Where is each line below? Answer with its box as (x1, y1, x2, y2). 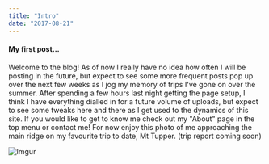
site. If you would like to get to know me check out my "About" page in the (8, 114, 255, 124)
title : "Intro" (8, 11, 60, 20)
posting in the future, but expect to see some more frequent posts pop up (8, 70, 254, 81)
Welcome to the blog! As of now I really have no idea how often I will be (8, 62, 246, 72)
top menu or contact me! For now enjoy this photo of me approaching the (8, 122, 253, 132)
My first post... (8, 44, 60, 54)
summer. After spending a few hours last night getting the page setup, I (8, 88, 246, 98)
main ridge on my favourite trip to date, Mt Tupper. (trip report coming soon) (8, 131, 263, 141)
